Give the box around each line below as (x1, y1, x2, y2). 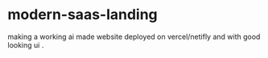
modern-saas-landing (7, 6, 158, 24)
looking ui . (7, 40, 44, 49)
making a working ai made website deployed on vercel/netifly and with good (7, 32, 261, 41)
